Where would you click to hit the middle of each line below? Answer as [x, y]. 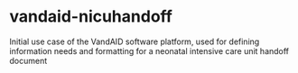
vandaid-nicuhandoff [91, 17]
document [28, 60]
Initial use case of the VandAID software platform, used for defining [135, 41]
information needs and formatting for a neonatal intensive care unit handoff [149, 50]
